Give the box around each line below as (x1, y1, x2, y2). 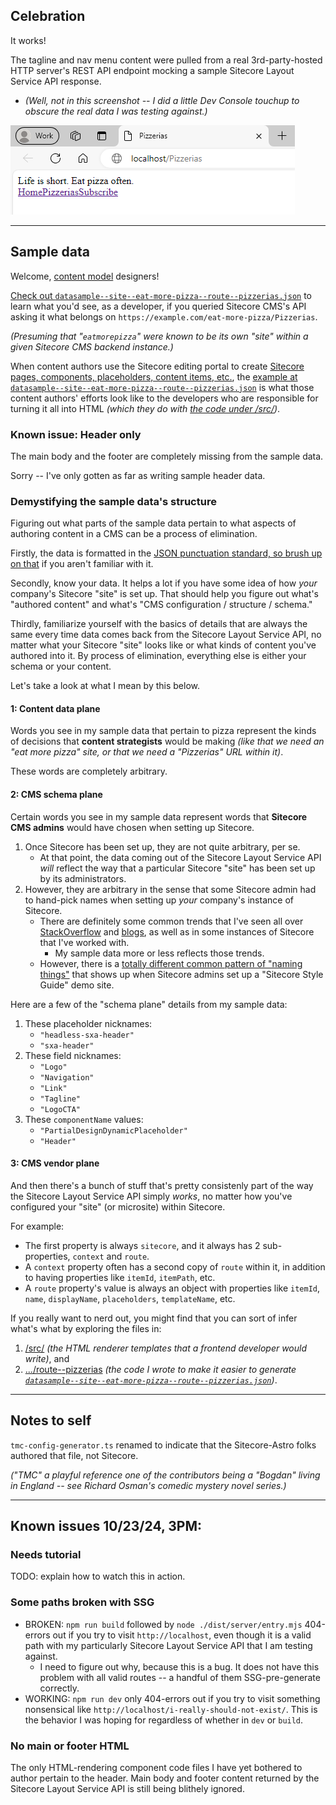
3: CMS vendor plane (10, 1157, 100, 1169)
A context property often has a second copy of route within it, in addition (24, 1260, 326, 1273)
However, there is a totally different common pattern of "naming (39, 957, 303, 969)
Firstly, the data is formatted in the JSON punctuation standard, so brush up (10, 547, 323, 559)
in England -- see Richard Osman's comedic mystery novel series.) (10, 1479, 287, 1491)
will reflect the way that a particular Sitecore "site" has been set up (39, 862, 316, 874)
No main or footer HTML (10, 1739, 130, 1753)
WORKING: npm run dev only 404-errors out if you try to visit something (24, 1692, 321, 1704)
